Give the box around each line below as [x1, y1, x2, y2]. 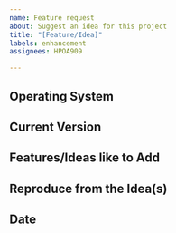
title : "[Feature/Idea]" [9, 30, 103, 39]
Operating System [9, 88, 115, 104]
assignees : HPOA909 [9, 47, 83, 56]
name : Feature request [9, 13, 95, 23]
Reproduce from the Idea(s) [9, 180, 168, 196]
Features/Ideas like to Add [9, 150, 161, 166]
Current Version [9, 119, 102, 134]
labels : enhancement [9, 38, 88, 48]
